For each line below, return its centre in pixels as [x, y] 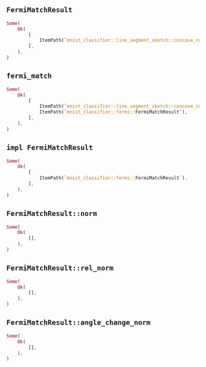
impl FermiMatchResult [50, 148]
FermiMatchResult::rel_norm [60, 268]
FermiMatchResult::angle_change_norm [78, 323]
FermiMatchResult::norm [52, 214]
